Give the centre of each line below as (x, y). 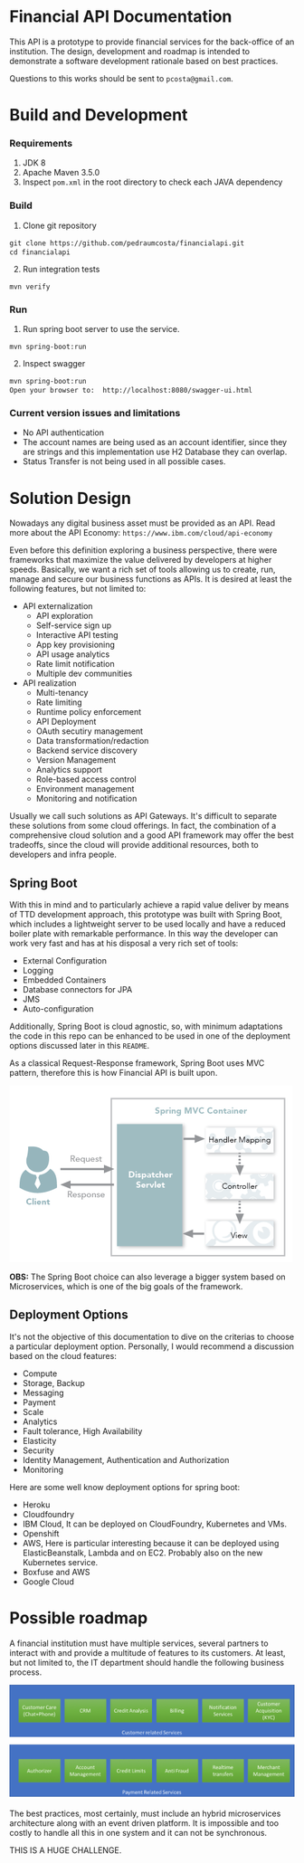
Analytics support (69, 770)
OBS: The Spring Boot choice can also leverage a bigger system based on (148, 1277)
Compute (40, 1373)
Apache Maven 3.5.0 (61, 173)
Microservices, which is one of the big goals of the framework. (126, 1287)
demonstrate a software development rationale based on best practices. (144, 61)
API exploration (64, 616)
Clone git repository (59, 225)
